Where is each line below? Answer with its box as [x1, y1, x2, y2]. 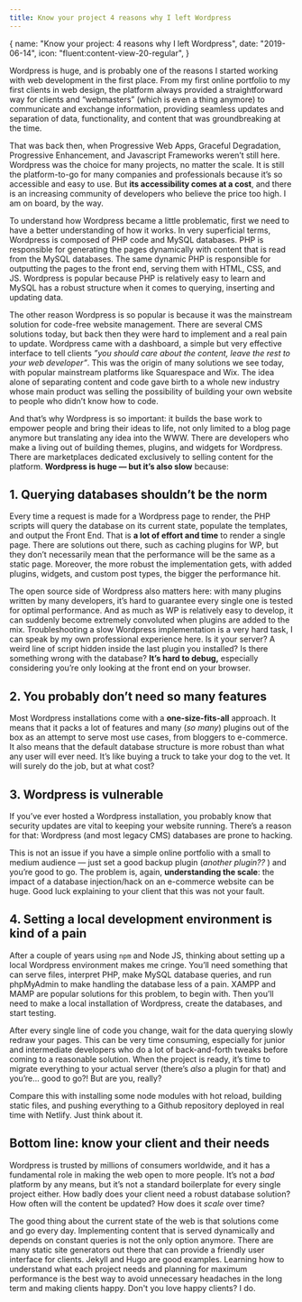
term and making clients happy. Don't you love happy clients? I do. [9, 1282, 256, 1293]
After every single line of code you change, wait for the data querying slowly [9, 1025, 294, 1036]
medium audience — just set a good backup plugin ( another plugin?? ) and [9, 857, 287, 868]
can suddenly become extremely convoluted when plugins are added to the [9, 614, 290, 625]
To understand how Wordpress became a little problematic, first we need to [9, 215, 290, 226]
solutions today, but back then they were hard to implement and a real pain [9, 328, 288, 339]
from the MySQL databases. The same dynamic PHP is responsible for [9, 254, 271, 264]
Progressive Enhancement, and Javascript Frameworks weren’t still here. [9, 150, 280, 161]
